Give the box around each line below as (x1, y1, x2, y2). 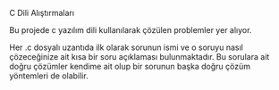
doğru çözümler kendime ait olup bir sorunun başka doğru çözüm (9, 61, 250, 71)
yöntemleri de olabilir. (9, 70, 89, 81)
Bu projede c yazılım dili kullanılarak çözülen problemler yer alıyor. (9, 25, 252, 35)
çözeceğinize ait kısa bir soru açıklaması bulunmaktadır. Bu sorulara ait (9, 52, 270, 61)
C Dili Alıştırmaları (9, 8, 74, 18)
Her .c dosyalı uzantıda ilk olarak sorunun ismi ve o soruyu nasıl (9, 42, 243, 53)
